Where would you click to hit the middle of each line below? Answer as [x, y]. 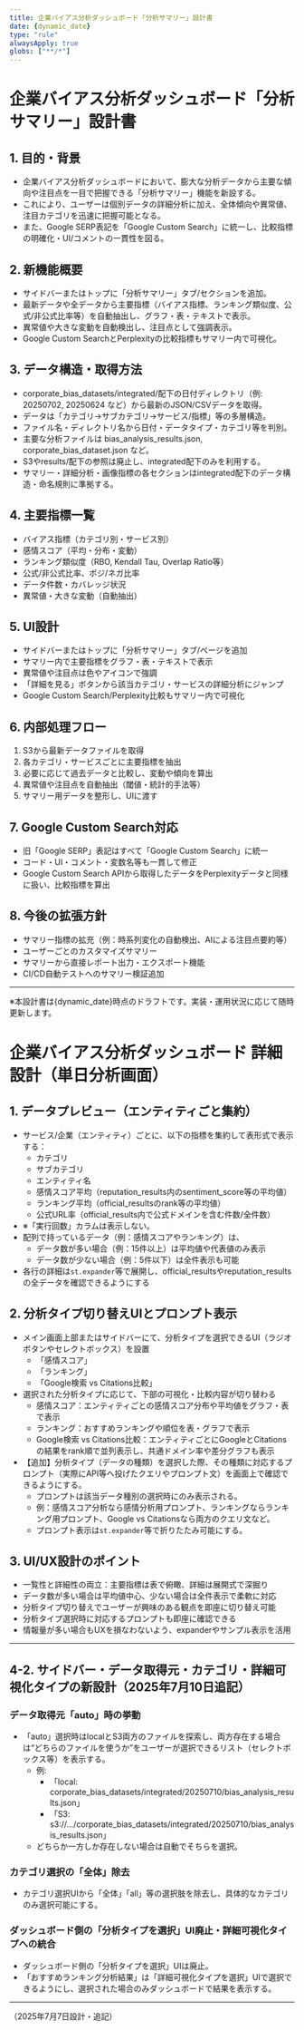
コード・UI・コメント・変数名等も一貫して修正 [109, 862]
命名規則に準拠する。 [78, 484]
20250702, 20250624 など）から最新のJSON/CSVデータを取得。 [144, 404]
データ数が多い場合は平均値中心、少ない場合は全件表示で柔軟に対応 [149, 1596]
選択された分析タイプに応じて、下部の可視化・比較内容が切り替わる [149, 1394]
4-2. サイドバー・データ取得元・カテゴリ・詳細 [142, 1670]
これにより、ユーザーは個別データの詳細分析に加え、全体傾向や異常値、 [157, 204]
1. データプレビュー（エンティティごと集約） [133, 1112]
